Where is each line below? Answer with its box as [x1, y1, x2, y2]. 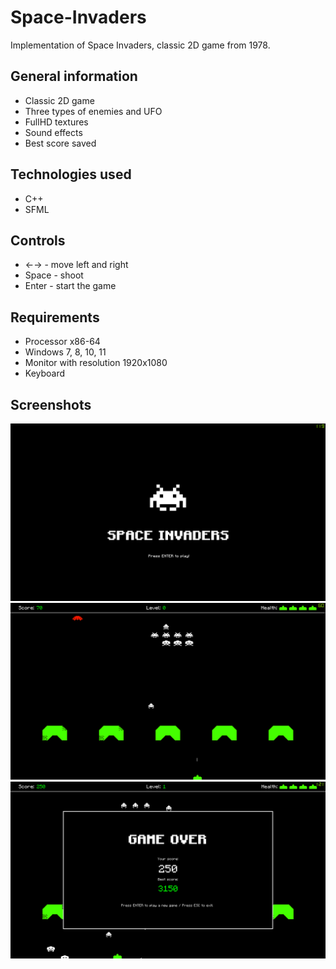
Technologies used [10, 166, 132, 183]
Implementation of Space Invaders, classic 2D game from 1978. [10, 39, 271, 51]
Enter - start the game [24, 280, 117, 292]
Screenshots [10, 396, 92, 413]
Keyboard [24, 367, 66, 380]
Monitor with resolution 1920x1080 [24, 357, 168, 369]
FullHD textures [24, 116, 89, 128]
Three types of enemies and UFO [24, 105, 163, 117]
